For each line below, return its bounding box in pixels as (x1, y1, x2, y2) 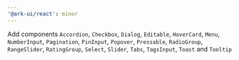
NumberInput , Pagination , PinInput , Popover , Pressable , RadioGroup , (7, 37, 203, 46)
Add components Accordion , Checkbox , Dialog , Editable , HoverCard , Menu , (7, 30, 220, 38)
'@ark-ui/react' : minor (7, 10, 78, 18)
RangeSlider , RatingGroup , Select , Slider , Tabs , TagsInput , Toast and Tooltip (7, 44, 232, 53)
